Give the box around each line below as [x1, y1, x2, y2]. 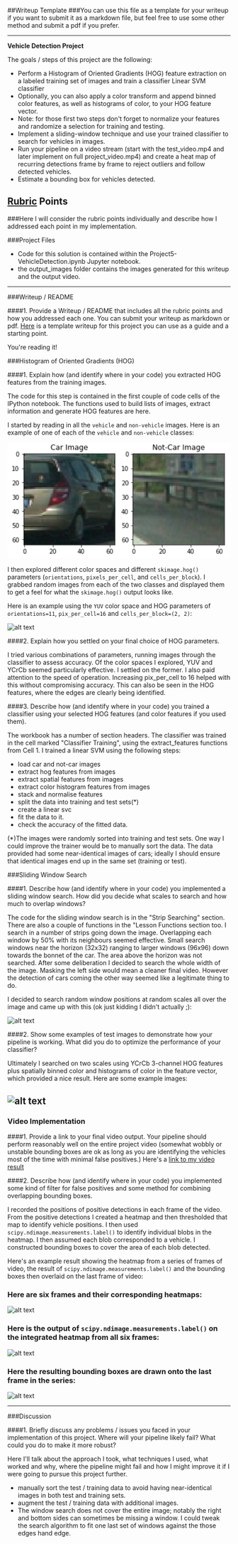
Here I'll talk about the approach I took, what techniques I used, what [7, 1454, 208, 1463]
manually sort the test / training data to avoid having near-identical [17, 1483, 212, 1492]
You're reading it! [7, 343, 58, 351]
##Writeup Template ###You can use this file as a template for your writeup [7, 6, 229, 14]
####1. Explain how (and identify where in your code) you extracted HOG [7, 370, 222, 379]
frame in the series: [7, 1375, 76, 1385]
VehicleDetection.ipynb [17, 257, 86, 265]
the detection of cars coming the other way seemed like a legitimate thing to [7, 974, 230, 982]
